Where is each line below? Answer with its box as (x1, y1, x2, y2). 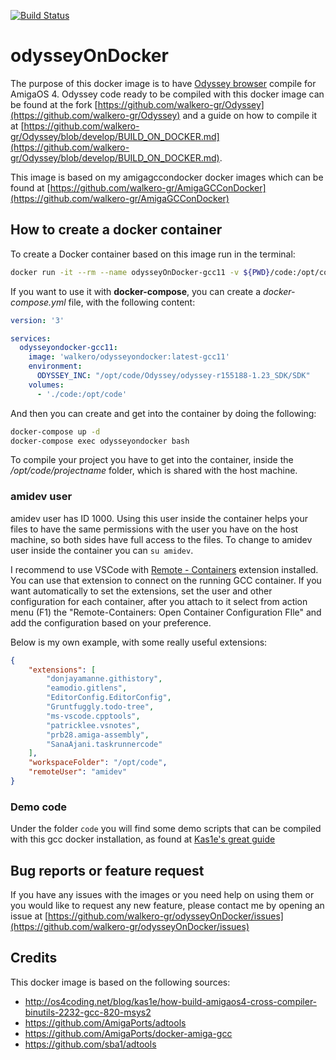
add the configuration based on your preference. (10, 616, 212, 629)
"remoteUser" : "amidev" (28, 767, 128, 777)
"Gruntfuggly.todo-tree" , (46, 702, 155, 712)
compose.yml (10, 296, 67, 308)
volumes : (28, 380, 65, 390)
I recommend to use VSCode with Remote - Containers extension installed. (10, 563, 319, 575)
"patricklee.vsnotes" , (46, 720, 141, 730)
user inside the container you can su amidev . (10, 544, 194, 556)
